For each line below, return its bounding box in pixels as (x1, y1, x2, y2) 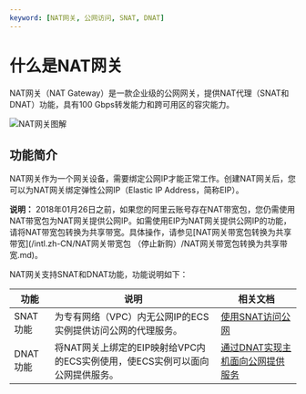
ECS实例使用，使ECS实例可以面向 (63, 355, 209, 368)
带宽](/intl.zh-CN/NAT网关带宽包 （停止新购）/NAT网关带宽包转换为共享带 (9, 238, 289, 249)
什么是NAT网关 (9, 56, 123, 76)
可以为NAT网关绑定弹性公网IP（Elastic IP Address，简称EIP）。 (9, 184, 244, 196)
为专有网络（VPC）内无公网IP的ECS (54, 311, 209, 324)
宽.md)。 (9, 250, 43, 261)
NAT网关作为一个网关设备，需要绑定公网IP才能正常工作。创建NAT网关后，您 (9, 173, 296, 184)
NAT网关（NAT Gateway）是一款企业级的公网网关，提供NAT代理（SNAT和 (9, 88, 290, 98)
